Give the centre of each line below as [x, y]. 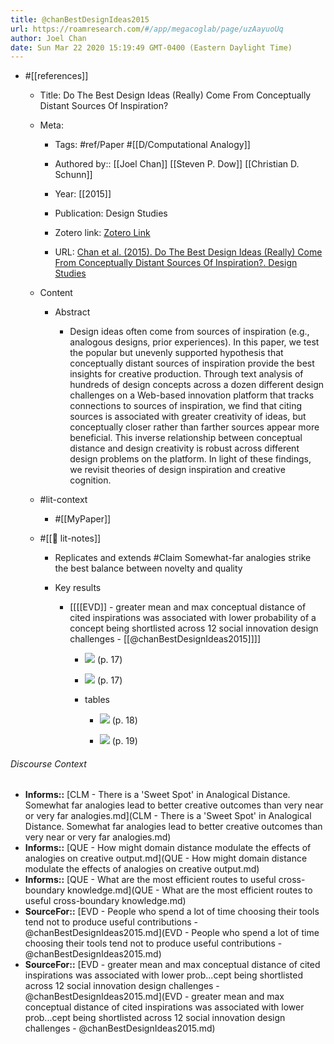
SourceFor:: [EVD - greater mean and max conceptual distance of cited [172, 965]
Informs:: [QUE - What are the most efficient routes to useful [150, 880]
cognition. [90, 480]
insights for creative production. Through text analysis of [186, 374]
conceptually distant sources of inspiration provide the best [192, 363]
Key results [78, 588]
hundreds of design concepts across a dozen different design [197, 385]
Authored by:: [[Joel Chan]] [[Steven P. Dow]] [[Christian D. [177, 164]
